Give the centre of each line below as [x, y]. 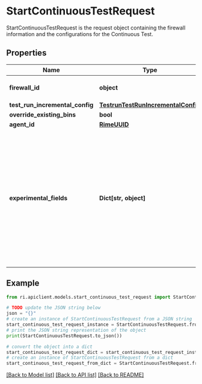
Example [23, 283]
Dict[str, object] [122, 198]
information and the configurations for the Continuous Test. [80, 34]
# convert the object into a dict [50, 347]
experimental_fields [38, 198]
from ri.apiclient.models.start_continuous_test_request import [88, 297]
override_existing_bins [43, 114]
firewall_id [25, 87]
